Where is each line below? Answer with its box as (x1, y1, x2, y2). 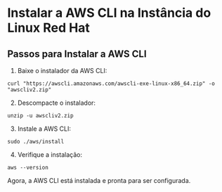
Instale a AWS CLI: (17, 124, 72, 133)
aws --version (7, 164, 49, 171)
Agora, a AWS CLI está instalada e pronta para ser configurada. (7, 177, 191, 184)
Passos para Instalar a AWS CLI (7, 48, 147, 60)
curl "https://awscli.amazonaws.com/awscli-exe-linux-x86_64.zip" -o (7, 80, 216, 87)
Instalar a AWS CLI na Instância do (7, 5, 211, 21)
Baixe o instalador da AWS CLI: (17, 67, 107, 75)
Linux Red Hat (7, 20, 90, 36)
